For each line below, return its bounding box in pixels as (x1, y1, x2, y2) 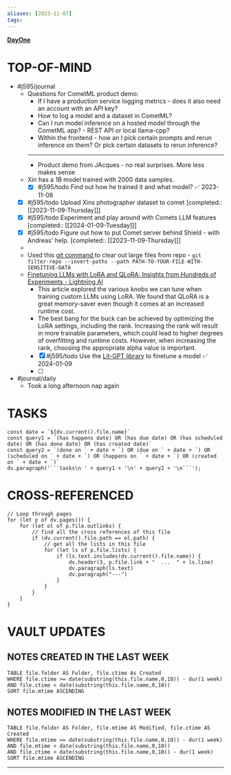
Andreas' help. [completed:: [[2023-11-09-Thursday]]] (27, 236, 181, 244)
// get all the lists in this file (43, 540, 146, 547)
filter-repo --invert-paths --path (27, 258, 129, 265)
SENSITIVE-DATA (27, 264, 71, 271)
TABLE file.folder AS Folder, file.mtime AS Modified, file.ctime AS (7, 725, 211, 732)
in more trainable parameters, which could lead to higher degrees (37, 328, 223, 337)
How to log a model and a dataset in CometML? (37, 112, 173, 120)
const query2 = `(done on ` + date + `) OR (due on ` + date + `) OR (7, 447, 211, 453)
